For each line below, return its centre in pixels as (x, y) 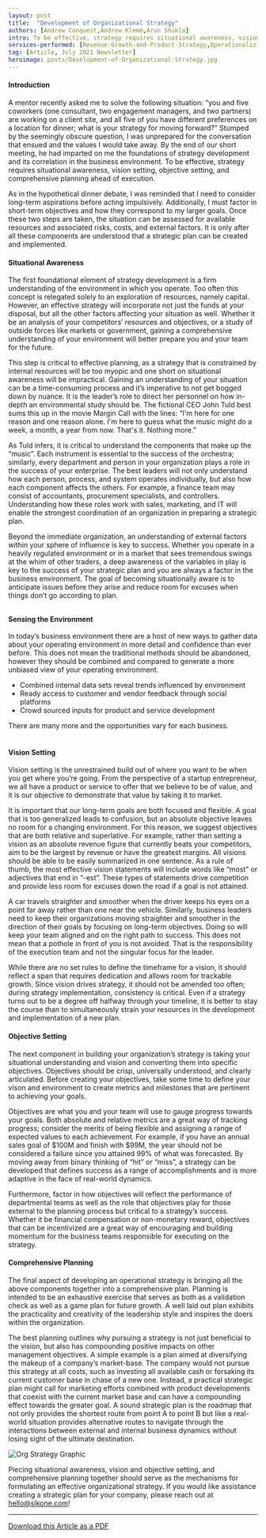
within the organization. (47, 1322)
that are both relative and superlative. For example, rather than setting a (125, 836)
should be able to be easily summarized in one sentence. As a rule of (121, 861)
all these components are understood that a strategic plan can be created (128, 236)
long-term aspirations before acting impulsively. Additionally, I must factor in (133, 202)
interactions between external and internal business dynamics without (123, 1430)
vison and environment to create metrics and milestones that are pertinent (129, 1087)
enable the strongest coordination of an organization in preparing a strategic (133, 513)
